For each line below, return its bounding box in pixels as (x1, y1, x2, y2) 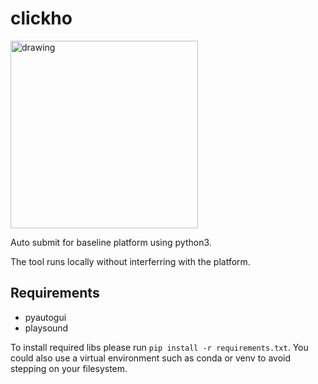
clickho (10, 7, 73, 30)
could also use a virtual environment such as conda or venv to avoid (10, 352, 292, 364)
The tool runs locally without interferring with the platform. (10, 255, 251, 267)
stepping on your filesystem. (10, 362, 128, 374)
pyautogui (24, 311, 67, 323)
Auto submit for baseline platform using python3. (10, 236, 212, 248)
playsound (24, 322, 69, 334)
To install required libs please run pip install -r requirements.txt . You (10, 341, 309, 353)
